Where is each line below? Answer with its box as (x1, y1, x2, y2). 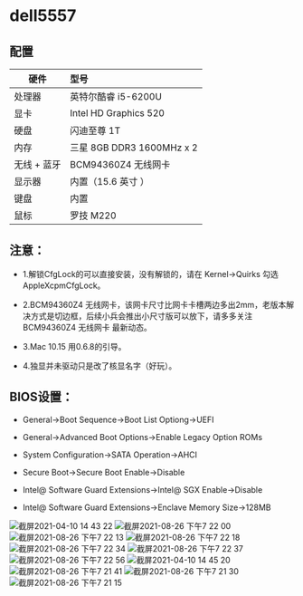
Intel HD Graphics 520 (69, 107, 166, 119)
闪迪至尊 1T (69, 124, 120, 137)
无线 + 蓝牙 (14, 159, 62, 170)
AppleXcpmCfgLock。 (22, 280, 106, 291)
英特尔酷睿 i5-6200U (69, 91, 163, 102)
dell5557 (9, 5, 77, 26)
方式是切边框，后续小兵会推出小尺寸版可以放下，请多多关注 (30, 310, 253, 322)
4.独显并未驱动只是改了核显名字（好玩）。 (22, 360, 177, 371)
